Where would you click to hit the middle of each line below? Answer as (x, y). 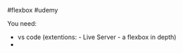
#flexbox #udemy (33, 10)
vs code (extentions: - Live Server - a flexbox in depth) (97, 37)
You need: (22, 23)
